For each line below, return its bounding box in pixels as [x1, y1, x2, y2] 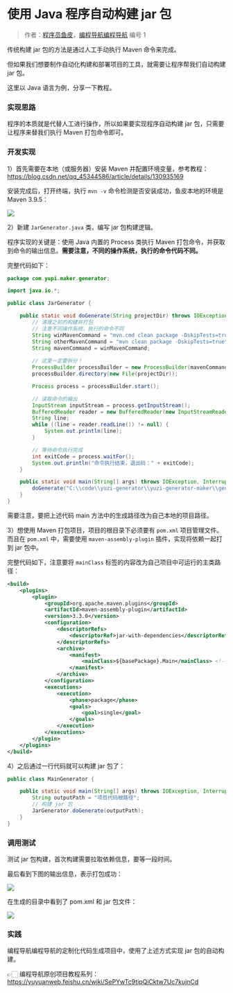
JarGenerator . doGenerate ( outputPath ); [32, 807, 144, 815]
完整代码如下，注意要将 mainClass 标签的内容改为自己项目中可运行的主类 [7, 558, 215, 566]
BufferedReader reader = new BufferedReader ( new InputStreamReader [32, 408, 231, 415]
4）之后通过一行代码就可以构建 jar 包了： [7, 761, 126, 770]
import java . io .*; [7, 287, 60, 295]
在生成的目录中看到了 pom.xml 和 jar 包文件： [7, 897, 137, 906]
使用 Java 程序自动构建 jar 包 [7, 6, 172, 22]
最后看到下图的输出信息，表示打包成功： [7, 870, 123, 878]
